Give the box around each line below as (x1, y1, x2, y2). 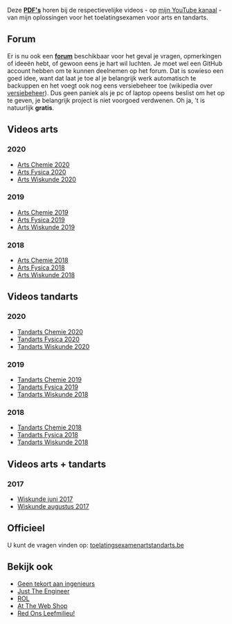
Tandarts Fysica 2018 (17, 431, 78, 439)
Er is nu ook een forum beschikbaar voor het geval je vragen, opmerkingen (7, 51, 222, 60)
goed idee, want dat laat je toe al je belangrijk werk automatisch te (7, 74, 197, 82)
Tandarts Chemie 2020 (17, 327, 83, 336)
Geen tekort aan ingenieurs (17, 580, 96, 588)
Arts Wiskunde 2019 (17, 222, 75, 231)
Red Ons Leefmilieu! (17, 609, 75, 617)
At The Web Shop (17, 601, 68, 610)
